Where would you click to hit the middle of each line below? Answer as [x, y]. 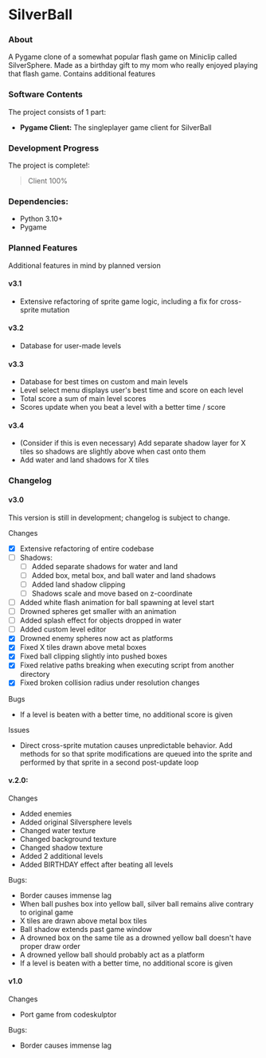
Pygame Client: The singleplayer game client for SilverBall [116, 127]
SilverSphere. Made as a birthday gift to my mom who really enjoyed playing [133, 65]
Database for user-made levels [70, 346]
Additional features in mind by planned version [84, 265]
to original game [47, 912]
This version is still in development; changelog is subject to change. [119, 517]
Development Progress [54, 147]
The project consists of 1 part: [57, 112]
